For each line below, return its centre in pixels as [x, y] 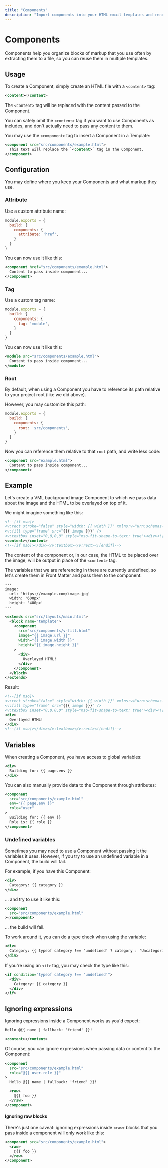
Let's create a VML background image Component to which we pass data [81, 497]
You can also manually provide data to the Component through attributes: [81, 785]
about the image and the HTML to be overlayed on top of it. [66, 503]
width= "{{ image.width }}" [46, 640]
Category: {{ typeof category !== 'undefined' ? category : [73, 951]
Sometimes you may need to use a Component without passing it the [76, 851]
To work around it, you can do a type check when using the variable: [76, 937]
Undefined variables [30, 839]
